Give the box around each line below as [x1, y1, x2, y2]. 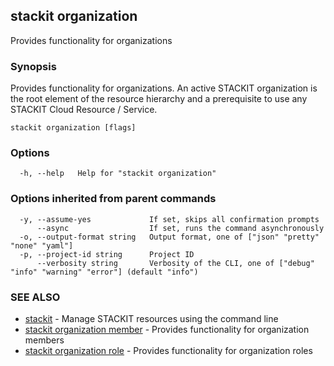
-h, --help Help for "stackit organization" [19, 169, 217, 179]
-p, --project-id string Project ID [19, 249, 195, 259]
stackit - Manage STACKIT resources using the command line [24, 313, 279, 324]
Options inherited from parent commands [10, 192, 217, 206]
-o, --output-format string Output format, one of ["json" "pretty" [19, 232, 320, 242]
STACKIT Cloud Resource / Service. [10, 104, 158, 116]
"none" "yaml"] [10, 240, 74, 251]
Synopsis [10, 59, 57, 73]
